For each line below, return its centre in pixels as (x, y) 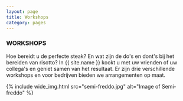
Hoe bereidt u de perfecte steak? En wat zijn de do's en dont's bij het (90, 56)
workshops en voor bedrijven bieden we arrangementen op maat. (86, 75)
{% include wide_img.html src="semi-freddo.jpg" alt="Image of (83, 86)
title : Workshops (27, 17)
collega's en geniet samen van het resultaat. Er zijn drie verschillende (91, 69)
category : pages (26, 22)
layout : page (22, 12)
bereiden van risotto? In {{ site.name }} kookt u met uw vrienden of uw (92, 62)
